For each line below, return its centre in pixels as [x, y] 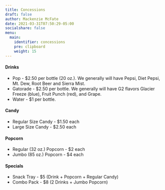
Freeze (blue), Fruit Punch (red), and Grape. [57, 94]
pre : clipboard [30, 47]
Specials [14, 166]
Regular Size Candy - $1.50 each [46, 122]
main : [15, 38]
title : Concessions [25, 10]
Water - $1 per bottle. [34, 99]
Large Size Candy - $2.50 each [44, 127]
